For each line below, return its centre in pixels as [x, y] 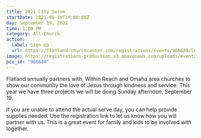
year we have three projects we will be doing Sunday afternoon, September [99, 91]
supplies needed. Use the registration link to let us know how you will [91, 116]
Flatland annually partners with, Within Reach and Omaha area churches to [98, 79]
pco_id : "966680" [28, 62]
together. [17, 128]
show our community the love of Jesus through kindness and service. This [98, 85]
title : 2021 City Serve [36, 12]
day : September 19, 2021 [37, 23]
